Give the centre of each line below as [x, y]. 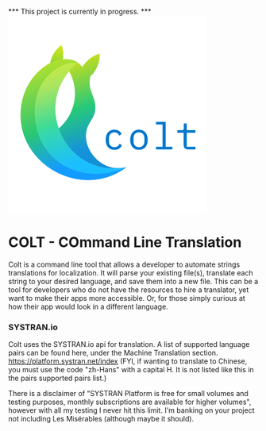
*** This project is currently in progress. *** [80, 12]
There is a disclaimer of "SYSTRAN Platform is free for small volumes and [128, 394]
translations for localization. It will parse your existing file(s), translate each [131, 272]
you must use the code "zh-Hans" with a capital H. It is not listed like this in [131, 370]
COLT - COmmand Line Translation [125, 242]
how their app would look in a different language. [88, 306]
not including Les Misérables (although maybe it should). [101, 419]
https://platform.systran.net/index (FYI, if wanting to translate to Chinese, [128, 361]
